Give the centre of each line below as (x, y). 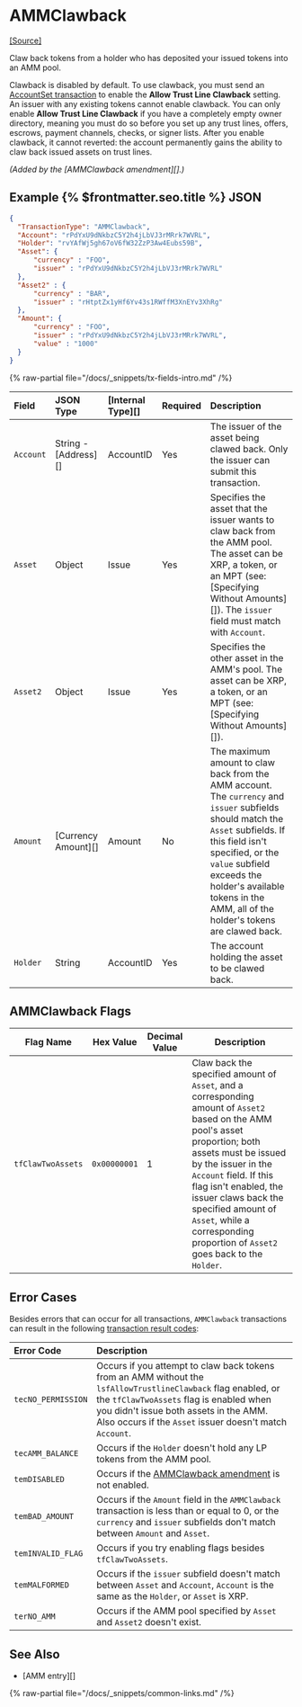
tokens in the (237, 898)
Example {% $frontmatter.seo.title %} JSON (136, 197)
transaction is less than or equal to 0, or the (187, 1511)
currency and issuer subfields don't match (186, 1523)
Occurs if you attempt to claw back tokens (185, 1366)
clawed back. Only (249, 449)
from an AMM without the (150, 1377)
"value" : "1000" (66, 344)
